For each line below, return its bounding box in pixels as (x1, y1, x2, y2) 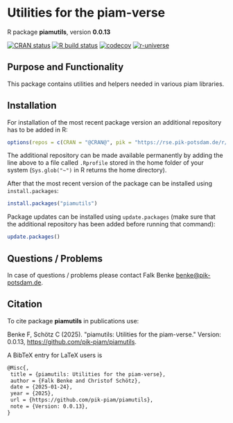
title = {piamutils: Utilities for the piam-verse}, (10, 370, 166, 378)
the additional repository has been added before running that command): (7, 220, 216, 228)
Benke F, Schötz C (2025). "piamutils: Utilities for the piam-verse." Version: (7, 330, 222, 339)
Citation (7, 298, 43, 310)
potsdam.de (7, 278, 42, 287)
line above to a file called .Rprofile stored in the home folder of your (7, 159, 204, 167)
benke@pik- (175, 271, 211, 279)
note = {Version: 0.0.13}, (10, 403, 89, 410)
